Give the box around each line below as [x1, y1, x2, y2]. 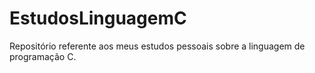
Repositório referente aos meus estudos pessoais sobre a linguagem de [9, 40, 306, 52]
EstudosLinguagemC [9, 7, 187, 30]
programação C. [9, 50, 77, 62]
